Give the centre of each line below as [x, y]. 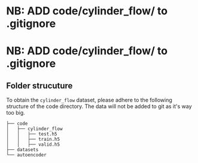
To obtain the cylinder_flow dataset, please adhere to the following [89, 100]
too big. [16, 113]
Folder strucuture [39, 86]
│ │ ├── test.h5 [32, 134]
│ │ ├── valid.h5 [33, 144]
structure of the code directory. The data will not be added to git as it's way [99, 106]
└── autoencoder [26, 155]
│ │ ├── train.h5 [33, 139]
